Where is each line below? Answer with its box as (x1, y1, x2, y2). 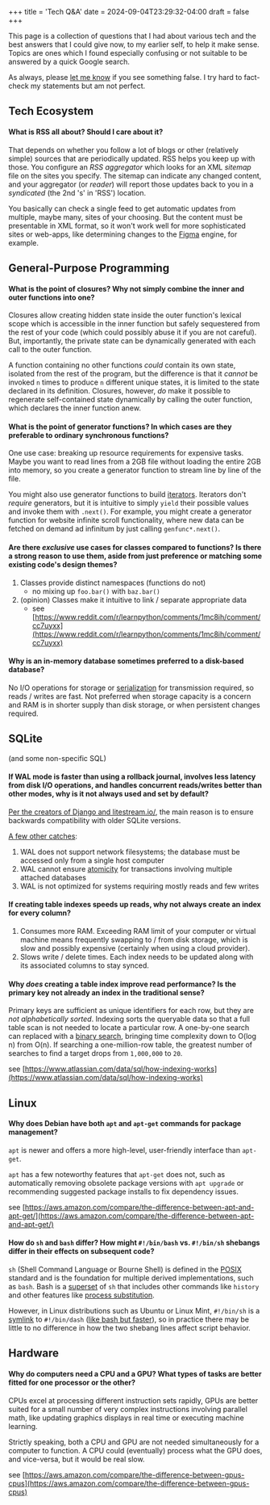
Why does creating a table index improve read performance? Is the (8, 979, 236, 989)
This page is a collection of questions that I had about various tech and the (8, 32, 256, 40)
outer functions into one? (8, 292, 95, 302)
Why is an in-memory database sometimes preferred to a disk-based (8, 656, 244, 666)
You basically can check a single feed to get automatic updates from (8, 204, 236, 213)
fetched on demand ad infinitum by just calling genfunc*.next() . (8, 524, 220, 534)
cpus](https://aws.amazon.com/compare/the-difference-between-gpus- (8, 1478, 250, 1488)
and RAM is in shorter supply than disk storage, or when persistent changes (8, 700, 260, 709)
